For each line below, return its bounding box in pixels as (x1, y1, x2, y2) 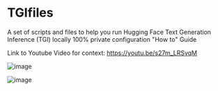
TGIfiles (7, 5, 54, 21)
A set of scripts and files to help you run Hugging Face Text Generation (7, 28, 211, 36)
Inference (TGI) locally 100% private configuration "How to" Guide (7, 35, 197, 43)
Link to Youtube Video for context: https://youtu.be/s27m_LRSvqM (7, 49, 197, 57)
